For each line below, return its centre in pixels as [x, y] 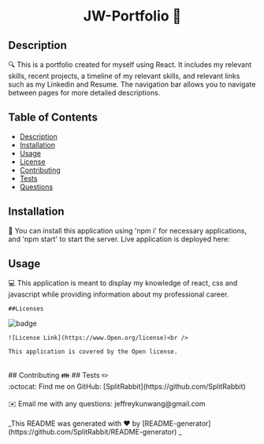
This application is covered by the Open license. [93, 352]
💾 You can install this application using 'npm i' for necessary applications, [127, 230]
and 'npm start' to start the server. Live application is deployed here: [119, 239]
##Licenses [26, 309]
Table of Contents [53, 118]
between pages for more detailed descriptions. [84, 93]
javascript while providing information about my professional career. [119, 294]
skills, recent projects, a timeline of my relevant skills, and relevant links [124, 76]
